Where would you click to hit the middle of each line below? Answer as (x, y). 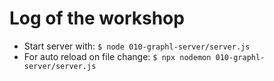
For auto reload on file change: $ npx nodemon (117, 56)
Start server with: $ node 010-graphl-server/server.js (137, 46)
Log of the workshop (97, 18)
